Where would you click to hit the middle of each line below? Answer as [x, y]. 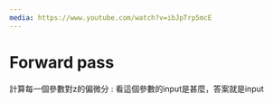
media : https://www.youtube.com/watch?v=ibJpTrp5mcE [111, 18]
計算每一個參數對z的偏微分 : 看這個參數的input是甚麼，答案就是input [136, 89]
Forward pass [62, 62]
